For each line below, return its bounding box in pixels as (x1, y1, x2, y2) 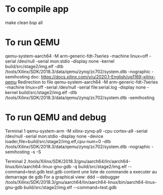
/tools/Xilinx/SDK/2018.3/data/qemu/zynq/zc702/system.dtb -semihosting (5, 95, 155, 100)
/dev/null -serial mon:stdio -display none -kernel (17, 58, 115, 64)
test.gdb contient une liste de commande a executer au (46, 169, 158, 174)
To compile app (5, 3, 69, 15)
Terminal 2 (5, 158, 27, 164)
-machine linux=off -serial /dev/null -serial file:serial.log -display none (5, 84, 146, 90)
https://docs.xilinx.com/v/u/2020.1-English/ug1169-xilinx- (41, 73, 156, 79)
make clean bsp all (5, 20, 43, 25)
